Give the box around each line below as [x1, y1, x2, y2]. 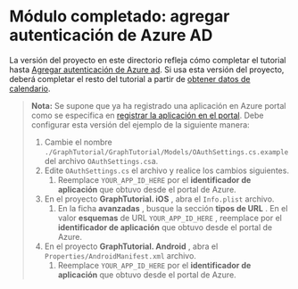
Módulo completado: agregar [9, 6, 230, 27]
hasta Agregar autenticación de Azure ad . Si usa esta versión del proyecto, [9, 64, 285, 75]
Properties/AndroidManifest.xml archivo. [44, 250, 196, 260]
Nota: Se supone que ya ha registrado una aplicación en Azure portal [30, 100, 286, 111]
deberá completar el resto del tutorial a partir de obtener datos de [9, 73, 251, 84]
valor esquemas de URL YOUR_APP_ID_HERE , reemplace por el [57, 212, 283, 223]
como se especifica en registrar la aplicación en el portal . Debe [30, 110, 264, 120]
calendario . [9, 83, 51, 94]
